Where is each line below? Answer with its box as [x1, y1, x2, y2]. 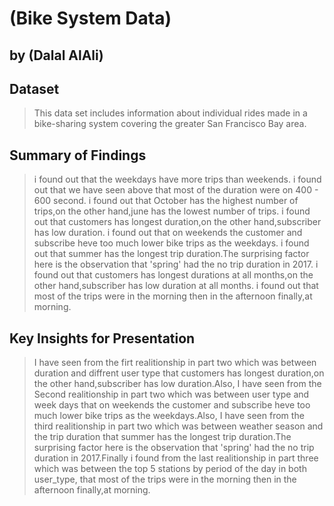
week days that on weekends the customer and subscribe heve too [33, 399, 311, 411]
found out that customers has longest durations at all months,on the [33, 269, 314, 281]
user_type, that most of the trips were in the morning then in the [33, 473, 297, 486]
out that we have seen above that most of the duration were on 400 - [33, 184, 319, 196]
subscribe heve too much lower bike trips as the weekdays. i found [33, 237, 310, 249]
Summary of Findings [9, 147, 147, 164]
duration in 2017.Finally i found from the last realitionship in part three [33, 452, 319, 464]
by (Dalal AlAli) [9, 47, 104, 64]
